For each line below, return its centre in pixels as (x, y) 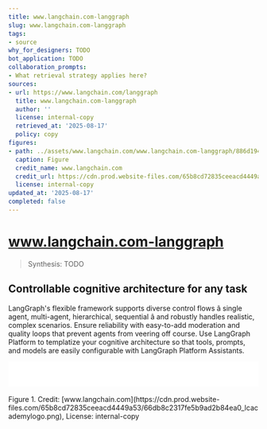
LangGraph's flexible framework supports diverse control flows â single (125, 308)
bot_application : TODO (46, 59)
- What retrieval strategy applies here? (78, 76)
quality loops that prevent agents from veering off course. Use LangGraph (130, 333)
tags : (17, 33)
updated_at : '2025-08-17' (51, 193)
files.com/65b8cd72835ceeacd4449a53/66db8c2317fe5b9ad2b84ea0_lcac (133, 408)
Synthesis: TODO (56, 263)
